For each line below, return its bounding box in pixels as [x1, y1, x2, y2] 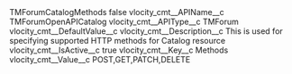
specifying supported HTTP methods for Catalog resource [9, 36, 226, 45]
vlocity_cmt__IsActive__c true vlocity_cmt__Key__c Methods [9, 45, 229, 55]
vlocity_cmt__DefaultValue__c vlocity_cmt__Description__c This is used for [9, 26, 284, 37]
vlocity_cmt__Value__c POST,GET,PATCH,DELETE [9, 54, 191, 64]
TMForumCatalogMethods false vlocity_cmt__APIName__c [9, 7, 224, 17]
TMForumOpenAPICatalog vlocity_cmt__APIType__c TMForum [9, 16, 239, 27]
